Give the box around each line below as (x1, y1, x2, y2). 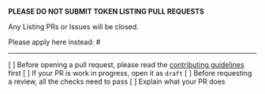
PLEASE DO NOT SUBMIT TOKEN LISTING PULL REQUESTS (8, 7, 205, 16)
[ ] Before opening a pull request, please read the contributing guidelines (8, 60, 244, 70)
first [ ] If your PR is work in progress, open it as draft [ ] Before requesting (8, 69, 252, 77)
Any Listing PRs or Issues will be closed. (8, 22, 140, 31)
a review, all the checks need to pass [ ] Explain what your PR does (8, 77, 226, 86)
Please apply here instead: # (8, 37, 101, 47)
